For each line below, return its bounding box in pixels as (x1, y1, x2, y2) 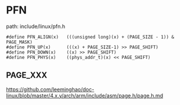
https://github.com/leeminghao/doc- (6, 86, 95, 93)
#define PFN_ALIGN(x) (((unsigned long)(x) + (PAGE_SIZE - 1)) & (6, 34, 175, 40)
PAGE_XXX (6, 71, 47, 80)
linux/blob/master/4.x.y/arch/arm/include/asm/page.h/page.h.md (6, 92, 164, 99)
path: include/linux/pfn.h (6, 23, 66, 30)
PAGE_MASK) (6, 39, 33, 45)
